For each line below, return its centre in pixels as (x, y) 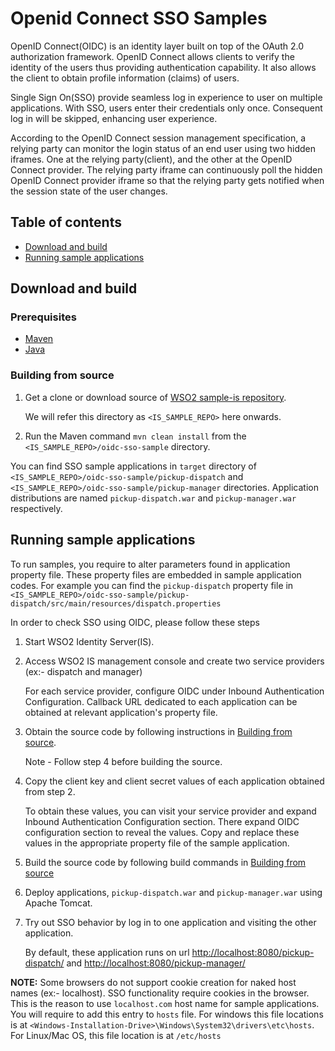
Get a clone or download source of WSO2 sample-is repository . (155, 397)
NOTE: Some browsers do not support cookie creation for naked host (153, 982)
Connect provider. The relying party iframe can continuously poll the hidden (166, 169)
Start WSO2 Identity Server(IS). (89, 641)
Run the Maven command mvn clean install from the (135, 436)
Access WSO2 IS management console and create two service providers (174, 661)
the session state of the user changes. (89, 191)
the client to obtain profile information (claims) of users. (125, 78)
